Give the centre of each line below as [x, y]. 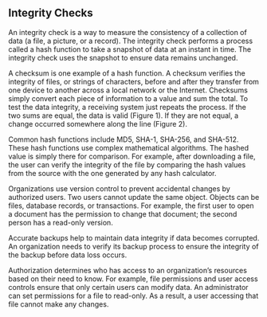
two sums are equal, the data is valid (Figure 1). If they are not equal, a [124, 115]
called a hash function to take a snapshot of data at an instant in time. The [130, 49]
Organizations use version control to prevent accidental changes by [120, 188]
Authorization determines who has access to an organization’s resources [128, 270]
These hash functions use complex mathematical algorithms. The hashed [129, 147]
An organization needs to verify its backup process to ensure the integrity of [133, 246]
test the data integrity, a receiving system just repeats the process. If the [128, 107]
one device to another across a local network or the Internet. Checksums [128, 90]
